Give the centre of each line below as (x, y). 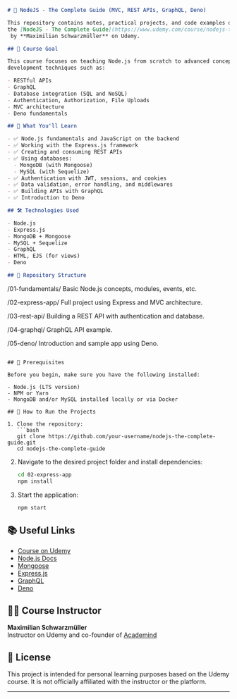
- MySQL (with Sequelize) (52, 172)
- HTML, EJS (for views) (44, 256)
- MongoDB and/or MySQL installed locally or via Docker (93, 399)
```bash (28, 430)
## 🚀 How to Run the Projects (52, 412)
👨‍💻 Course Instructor (55, 611)
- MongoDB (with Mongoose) (53, 165)
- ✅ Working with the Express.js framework (73, 146)
